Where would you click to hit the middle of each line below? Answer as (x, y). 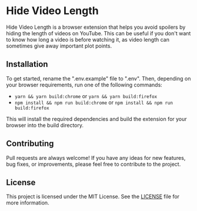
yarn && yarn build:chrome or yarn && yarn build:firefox (86, 96)
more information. (28, 203)
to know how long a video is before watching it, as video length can (88, 39)
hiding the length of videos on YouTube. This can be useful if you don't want (98, 33)
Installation (27, 64)
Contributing (30, 144)
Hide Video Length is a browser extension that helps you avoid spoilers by (96, 27)
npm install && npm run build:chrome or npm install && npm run (94, 102)
